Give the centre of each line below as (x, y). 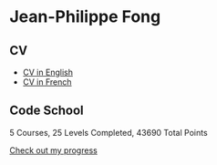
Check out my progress (53, 150)
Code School (46, 111)
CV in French (47, 82)
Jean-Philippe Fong (85, 17)
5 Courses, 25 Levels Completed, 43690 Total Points (108, 132)
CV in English (47, 72)
